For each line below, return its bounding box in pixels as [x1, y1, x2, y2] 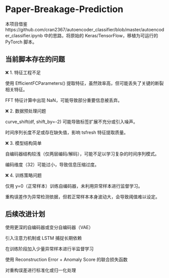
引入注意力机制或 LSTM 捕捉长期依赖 [5, 235, 82, 241]
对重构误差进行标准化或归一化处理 [5, 267, 76, 273]
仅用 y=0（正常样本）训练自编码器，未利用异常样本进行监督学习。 [5, 183, 143, 189]
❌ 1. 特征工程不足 [5, 69, 41, 75]
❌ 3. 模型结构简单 [5, 140, 42, 146]
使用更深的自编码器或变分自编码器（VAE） [5, 224, 93, 230]
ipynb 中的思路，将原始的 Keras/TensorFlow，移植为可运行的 [31, 32, 158, 38]
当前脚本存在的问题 [5, 55, 65, 64]
